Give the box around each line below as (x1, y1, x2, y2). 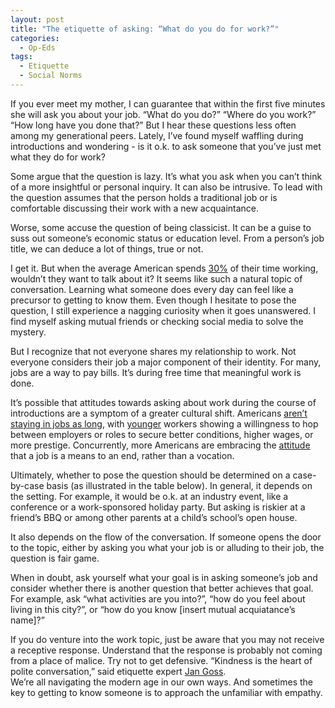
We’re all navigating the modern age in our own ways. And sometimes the (10, 676, 313, 688)
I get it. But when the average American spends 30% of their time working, (10, 262, 319, 274)
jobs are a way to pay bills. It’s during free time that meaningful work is (10, 366, 302, 378)
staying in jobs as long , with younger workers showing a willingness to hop (10, 417, 319, 430)
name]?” (10, 614, 45, 626)
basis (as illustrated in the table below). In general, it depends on (46, 479, 313, 491)
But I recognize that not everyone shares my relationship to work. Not (10, 345, 297, 357)
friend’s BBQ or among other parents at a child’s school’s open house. (10, 511, 298, 523)
